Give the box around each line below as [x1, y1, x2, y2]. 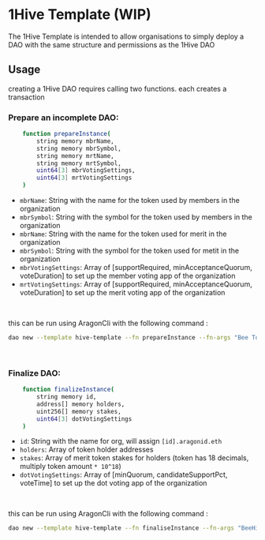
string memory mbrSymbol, [36, 144, 122, 152]
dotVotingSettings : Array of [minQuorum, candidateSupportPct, [19, 470, 228, 479]
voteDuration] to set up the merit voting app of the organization [19, 288, 226, 298]
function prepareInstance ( [22, 130, 111, 138]
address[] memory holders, [36, 400, 125, 408]
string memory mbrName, [36, 137, 114, 145]
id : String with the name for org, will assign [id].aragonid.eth [19, 437, 222, 446]
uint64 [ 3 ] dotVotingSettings [36, 414, 132, 423]
